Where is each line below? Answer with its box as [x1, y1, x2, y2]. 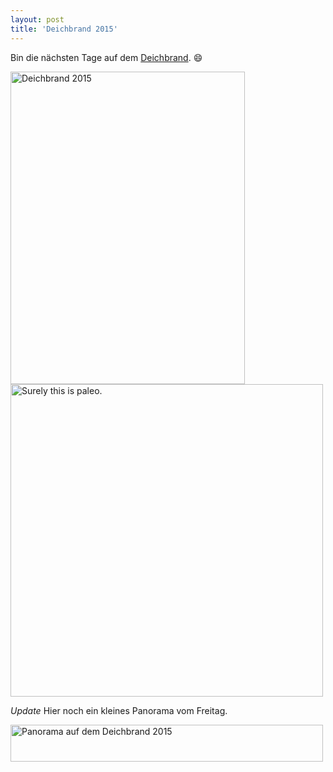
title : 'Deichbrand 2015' [10, 24, 118, 34]
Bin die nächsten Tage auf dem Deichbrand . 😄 [10, 51, 203, 63]
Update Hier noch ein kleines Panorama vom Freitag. [10, 704, 228, 716]
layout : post [10, 14, 65, 25]
